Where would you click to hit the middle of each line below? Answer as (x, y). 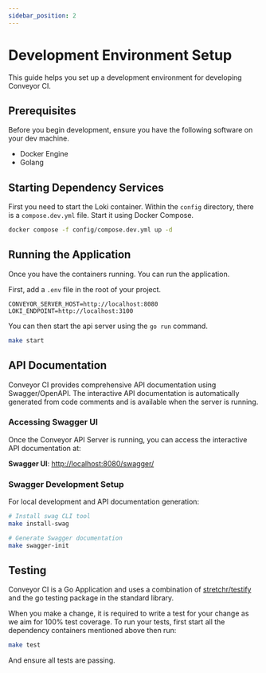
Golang (31, 162)
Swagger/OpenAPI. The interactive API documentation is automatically (124, 393)
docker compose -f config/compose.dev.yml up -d (90, 230)
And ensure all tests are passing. (62, 660)
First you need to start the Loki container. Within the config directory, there (131, 207)
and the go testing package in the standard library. (91, 598)
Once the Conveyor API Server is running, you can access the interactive (128, 439)
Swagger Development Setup (66, 484)
